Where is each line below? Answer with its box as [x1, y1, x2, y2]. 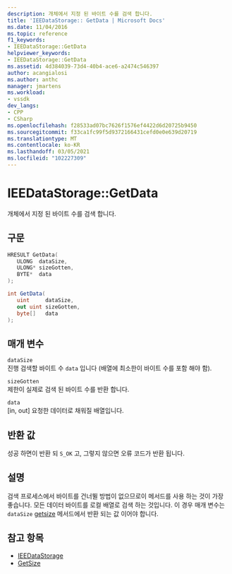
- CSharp [7, 115, 33, 122]
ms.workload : [7, 89, 46, 96]
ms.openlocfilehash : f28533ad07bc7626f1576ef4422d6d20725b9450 [7, 121, 197, 129]
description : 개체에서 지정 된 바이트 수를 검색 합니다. [7, 10, 153, 18]
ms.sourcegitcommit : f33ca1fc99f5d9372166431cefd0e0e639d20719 [7, 128, 197, 136]
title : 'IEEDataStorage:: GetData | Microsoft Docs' [7, 17, 166, 24]
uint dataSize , [16, 297, 74, 304]
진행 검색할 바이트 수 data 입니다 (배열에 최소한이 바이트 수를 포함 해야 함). [7, 364, 212, 373]
